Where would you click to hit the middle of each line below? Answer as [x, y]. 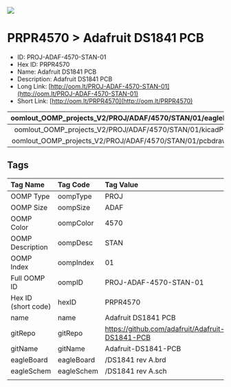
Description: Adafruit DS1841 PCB [65, 79]
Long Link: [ [34, 86]
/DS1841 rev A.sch [136, 370]
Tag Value [122, 185]
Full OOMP [28, 278]
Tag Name [27, 185]
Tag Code [74, 185]
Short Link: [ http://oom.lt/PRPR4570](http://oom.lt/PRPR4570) [105, 101]
